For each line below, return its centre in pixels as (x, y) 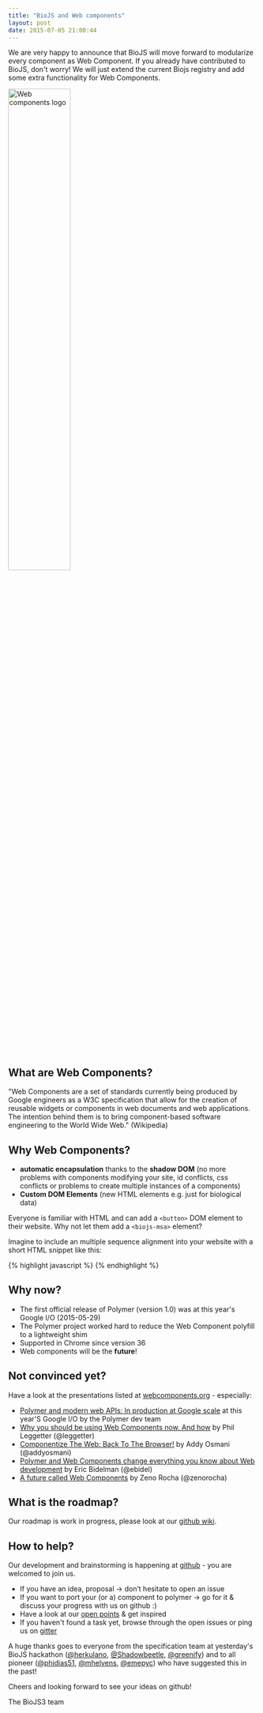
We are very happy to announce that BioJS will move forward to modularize (131, 53)
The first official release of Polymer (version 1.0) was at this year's (127, 1309)
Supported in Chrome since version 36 (83, 1342)
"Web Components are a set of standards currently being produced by (123, 1092)
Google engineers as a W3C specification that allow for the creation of (123, 1100)
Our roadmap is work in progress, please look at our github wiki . (113, 1521)
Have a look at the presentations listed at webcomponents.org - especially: (130, 1395)
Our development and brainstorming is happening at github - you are (120, 1565)
